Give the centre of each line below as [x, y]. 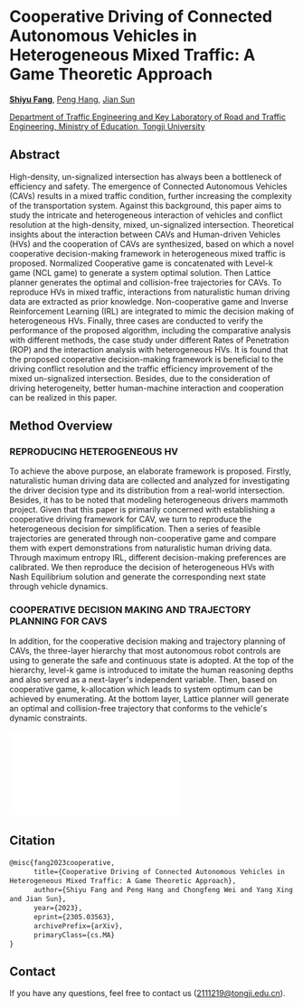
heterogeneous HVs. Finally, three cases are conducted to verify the [137, 320]
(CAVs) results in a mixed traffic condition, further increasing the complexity [151, 195]
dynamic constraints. [48, 718]
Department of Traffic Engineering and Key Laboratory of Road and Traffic [148, 117]
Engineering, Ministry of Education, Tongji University [107, 126]
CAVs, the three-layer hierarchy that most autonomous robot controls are [145, 650]
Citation [33, 841]
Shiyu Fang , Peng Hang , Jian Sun [72, 99]
